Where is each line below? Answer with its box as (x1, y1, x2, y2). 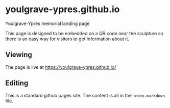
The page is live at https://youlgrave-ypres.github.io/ (5, 64, 116, 70)
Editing (5, 79, 29, 88)
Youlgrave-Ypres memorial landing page (5, 20, 90, 26)
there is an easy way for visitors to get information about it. (5, 36, 129, 42)
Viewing (5, 50, 32, 59)
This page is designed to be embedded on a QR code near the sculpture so (5, 30, 163, 36)
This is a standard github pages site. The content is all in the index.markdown (5, 92, 165, 98)
